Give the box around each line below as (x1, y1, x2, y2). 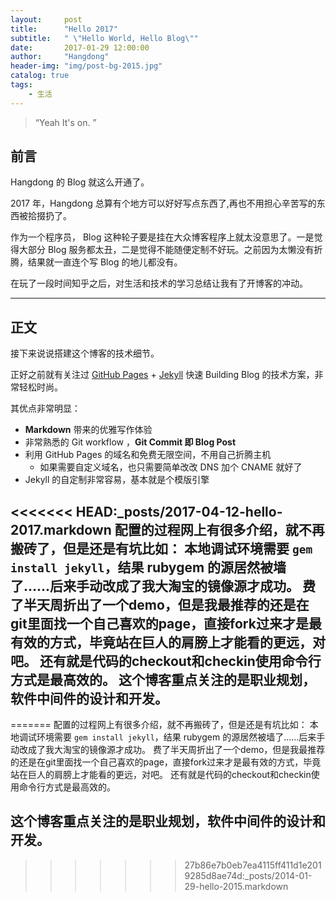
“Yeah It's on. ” (34, 116, 97, 128)
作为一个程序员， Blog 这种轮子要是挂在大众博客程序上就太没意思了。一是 (10, 231, 315, 243)
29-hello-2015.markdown (184, 880, 289, 892)
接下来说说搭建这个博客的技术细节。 (10, 347, 160, 360)
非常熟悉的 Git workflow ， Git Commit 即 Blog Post (24, 436, 237, 448)
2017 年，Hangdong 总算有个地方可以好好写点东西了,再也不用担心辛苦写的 (10, 197, 317, 210)
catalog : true (10, 71, 70, 81)
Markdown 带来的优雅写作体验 (24, 424, 153, 436)
